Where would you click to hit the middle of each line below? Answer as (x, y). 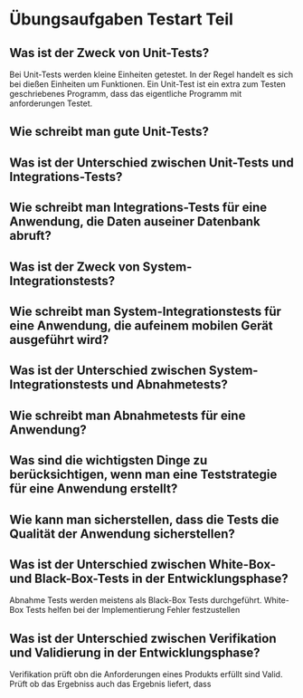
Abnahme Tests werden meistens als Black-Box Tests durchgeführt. (136, 600)
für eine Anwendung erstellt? (94, 489)
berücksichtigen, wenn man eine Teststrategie (143, 475)
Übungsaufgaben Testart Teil (121, 19)
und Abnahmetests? (169, 385)
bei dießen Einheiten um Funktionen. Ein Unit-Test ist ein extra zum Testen (148, 84)
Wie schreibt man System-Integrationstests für (146, 311)
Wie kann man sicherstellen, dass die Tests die (144, 519)
